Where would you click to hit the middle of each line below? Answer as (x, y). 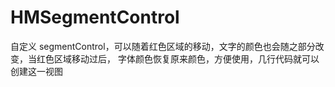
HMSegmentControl (95, 17)
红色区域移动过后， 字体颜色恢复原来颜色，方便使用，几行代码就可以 (178, 58)
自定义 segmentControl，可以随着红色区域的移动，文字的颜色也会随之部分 (163, 46)
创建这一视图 (36, 71)
